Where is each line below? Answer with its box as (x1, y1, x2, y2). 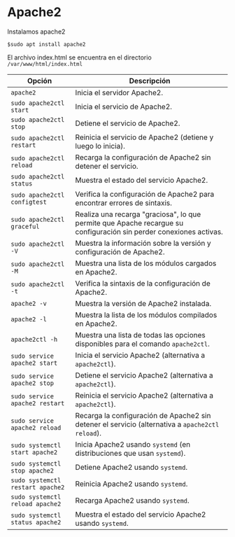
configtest (10, 197, 47, 206)
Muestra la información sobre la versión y (75, 238, 211, 248)
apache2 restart (10, 399, 65, 407)
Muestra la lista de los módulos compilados (75, 309, 218, 319)
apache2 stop (10, 379, 55, 387)
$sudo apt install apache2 (7, 41, 86, 48)
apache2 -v (10, 299, 47, 307)
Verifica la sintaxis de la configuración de (75, 278, 211, 288)
